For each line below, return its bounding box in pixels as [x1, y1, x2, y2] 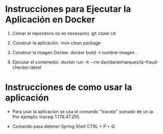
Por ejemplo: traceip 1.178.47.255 [12, 114, 80, 120]
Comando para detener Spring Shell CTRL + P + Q [12, 123, 115, 129]
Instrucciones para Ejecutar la [5, 3, 131, 15]
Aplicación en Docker [5, 14, 96, 25]
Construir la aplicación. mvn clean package [12, 40, 101, 45]
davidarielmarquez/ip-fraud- [101, 59, 159, 65]
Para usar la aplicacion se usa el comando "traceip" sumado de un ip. [12, 108, 155, 114]
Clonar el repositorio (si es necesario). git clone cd [12, 30, 116, 36]
